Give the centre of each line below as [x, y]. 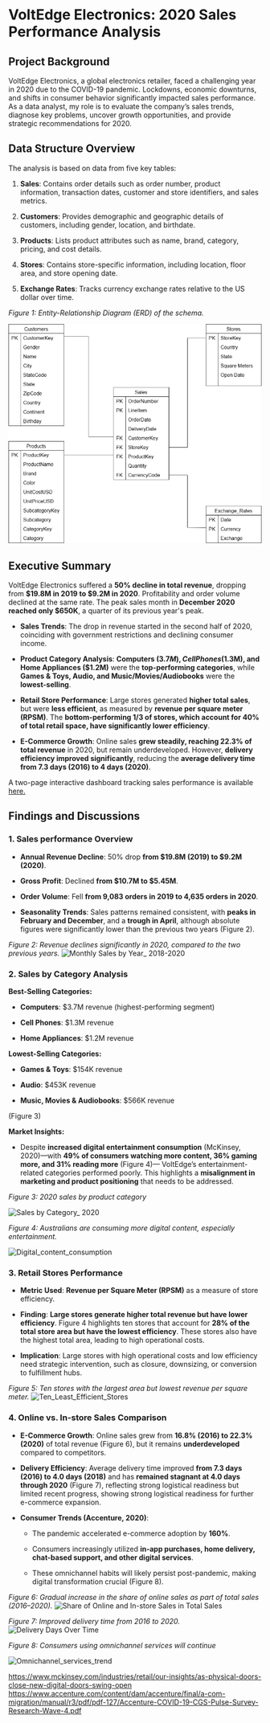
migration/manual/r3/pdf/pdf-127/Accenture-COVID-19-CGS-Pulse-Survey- [133, 1702]
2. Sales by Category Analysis [68, 974]
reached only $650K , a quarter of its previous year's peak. [106, 611]
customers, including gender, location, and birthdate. [107, 225]
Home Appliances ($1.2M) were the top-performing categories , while [137, 668]
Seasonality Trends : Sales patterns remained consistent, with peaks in [138, 912]
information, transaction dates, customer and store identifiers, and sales [139, 192]
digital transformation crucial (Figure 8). [98, 1582]
